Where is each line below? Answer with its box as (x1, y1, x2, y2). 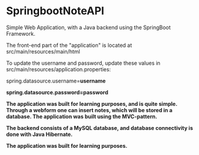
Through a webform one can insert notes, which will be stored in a (6, 106, 173, 113)
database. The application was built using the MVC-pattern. (6, 113, 157, 120)
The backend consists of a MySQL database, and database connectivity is (6, 124, 193, 131)
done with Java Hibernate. (6, 131, 73, 138)
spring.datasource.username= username (6, 77, 106, 84)
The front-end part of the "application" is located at (6, 42, 132, 49)
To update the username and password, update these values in (6, 59, 160, 67)
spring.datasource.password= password (6, 88, 109, 96)
